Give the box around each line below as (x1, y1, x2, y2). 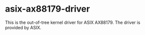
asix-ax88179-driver (5, 3, 90, 15)
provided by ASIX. (5, 24, 41, 30)
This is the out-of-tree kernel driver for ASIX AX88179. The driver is (5, 19, 141, 25)
